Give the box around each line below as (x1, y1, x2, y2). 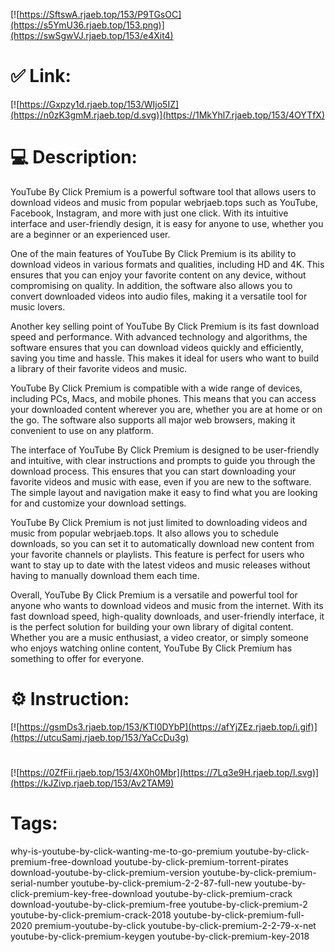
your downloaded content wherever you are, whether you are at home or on (10, 403, 323, 415)
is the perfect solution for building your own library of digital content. (10, 620, 294, 633)
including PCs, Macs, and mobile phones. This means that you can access (10, 392, 317, 404)
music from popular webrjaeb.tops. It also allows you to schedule (10, 527, 279, 539)
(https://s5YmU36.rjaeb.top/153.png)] (10, 19, 165, 31)
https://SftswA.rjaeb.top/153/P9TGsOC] (19, 9, 182, 20)
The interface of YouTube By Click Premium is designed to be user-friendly (10, 444, 320, 456)
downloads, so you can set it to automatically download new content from (10, 537, 315, 549)
